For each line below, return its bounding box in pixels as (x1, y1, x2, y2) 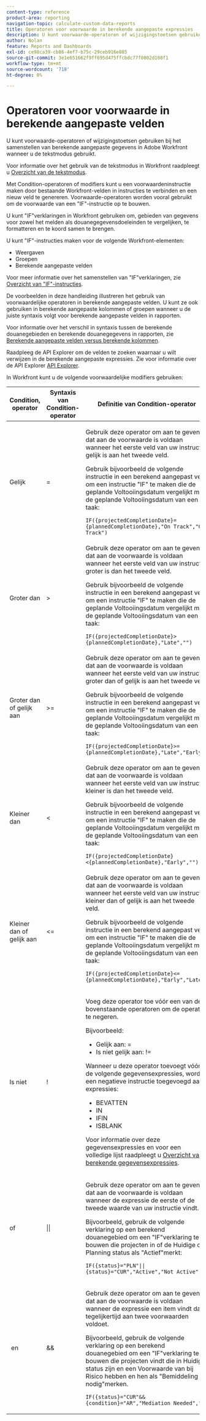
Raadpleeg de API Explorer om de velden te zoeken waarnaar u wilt (6, 348, 177, 356)
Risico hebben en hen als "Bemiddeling (85, 1372, 198, 1380)
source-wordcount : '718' (6, 66, 70, 73)
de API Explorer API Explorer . (6, 362, 80, 369)
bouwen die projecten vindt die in (85, 1356, 182, 1365)
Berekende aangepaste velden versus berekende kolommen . (6, 337, 160, 344)
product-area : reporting (6, 15, 70, 21)
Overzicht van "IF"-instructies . (6, 280, 83, 288)
